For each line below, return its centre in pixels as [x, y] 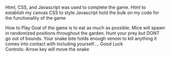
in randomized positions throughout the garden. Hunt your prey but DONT [82, 33]
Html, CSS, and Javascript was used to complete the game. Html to [76, 7]
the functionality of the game [36, 18]
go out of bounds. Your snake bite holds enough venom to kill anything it [81, 38]
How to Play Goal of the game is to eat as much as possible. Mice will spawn [85, 28]
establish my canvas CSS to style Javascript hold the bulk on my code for [82, 13]
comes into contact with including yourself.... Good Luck [64, 44]
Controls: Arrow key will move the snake [47, 49]
